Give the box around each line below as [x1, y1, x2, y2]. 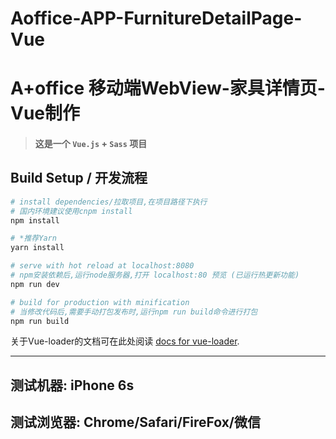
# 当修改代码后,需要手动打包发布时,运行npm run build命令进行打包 [10, 307, 258, 317]
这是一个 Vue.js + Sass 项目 [34, 137, 148, 149]
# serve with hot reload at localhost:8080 [10, 261, 195, 271]
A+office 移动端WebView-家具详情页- [10, 77, 326, 100]
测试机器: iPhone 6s [10, 377, 135, 394]
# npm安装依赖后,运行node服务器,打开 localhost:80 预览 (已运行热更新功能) [10, 270, 300, 281]
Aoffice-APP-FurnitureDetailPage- [10, 7, 303, 30]
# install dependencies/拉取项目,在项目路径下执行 [10, 197, 208, 207]
